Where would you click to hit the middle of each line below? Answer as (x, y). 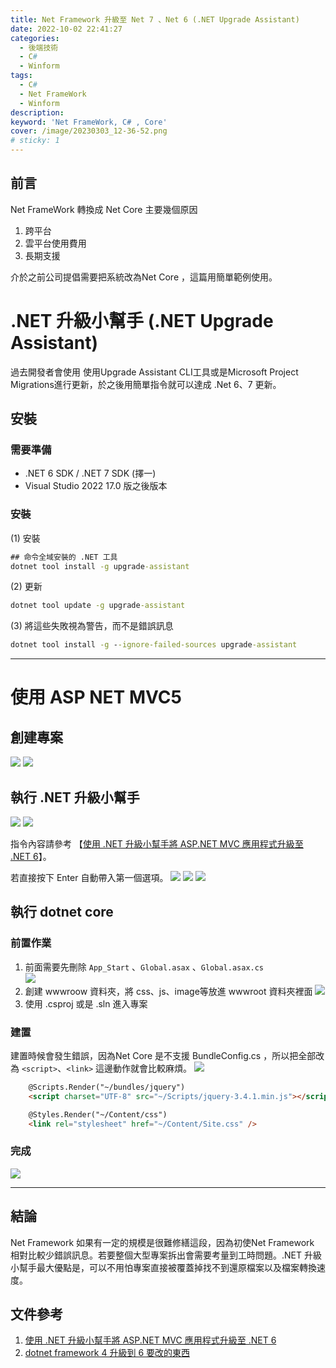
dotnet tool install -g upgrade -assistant (100, 566)
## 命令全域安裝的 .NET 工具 (64, 557)
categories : (35, 38)
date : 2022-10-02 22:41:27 (66, 29)
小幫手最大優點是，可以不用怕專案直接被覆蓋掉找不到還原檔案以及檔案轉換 (163, 1267)
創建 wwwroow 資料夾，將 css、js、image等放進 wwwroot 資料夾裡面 (168, 991)
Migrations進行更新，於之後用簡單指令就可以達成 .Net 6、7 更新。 (146, 384)
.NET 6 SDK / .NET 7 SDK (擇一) (90, 473)
